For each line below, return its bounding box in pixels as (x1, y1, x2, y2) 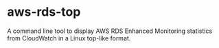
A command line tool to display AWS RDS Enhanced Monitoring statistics (7, 27, 213, 35)
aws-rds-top (7, 4, 81, 20)
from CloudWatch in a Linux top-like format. (7, 34, 131, 42)
